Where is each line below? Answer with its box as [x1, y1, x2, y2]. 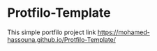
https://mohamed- [97, 28, 150, 36]
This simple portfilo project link [7, 28, 96, 36]
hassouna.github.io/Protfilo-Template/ [7, 35, 117, 43]
